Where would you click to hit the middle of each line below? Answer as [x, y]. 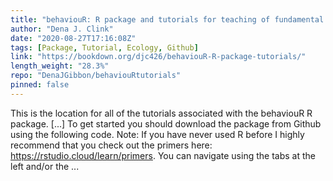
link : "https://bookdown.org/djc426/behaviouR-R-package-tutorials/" [158, 57]
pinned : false [40, 85]
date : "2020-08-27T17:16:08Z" [73, 38]
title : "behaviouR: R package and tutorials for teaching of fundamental [167, 19]
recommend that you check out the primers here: [111, 145]
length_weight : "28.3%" [60, 66]
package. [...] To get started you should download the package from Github [166, 123]
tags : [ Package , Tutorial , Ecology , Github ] [104, 47]
